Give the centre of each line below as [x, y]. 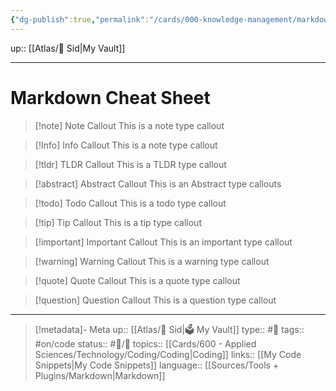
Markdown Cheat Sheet [110, 97]
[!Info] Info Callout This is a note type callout [126, 145]
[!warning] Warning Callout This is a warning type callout [152, 261]
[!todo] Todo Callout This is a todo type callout [130, 203]
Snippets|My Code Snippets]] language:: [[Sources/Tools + [157, 365]
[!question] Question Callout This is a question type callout [155, 300]
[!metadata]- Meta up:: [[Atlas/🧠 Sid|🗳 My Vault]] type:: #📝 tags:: [169, 329]
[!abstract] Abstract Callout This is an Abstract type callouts [158, 183]
